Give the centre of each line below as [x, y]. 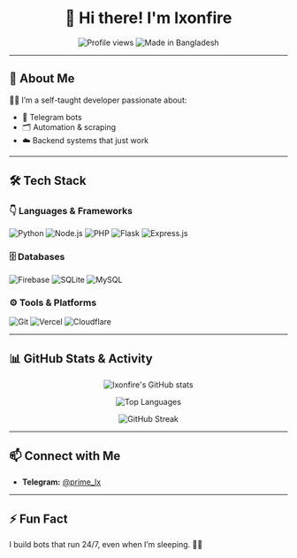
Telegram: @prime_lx [61, 482]
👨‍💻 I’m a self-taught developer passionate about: [98, 100]
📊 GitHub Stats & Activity [81, 359]
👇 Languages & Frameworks [71, 211]
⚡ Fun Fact [38, 520]
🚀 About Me [42, 79]
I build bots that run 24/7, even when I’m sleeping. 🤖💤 [106, 545]
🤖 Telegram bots [52, 117]
